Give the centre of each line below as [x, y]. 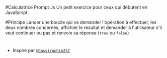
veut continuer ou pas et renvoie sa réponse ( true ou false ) [67, 33]
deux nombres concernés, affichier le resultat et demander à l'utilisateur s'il [83, 27]
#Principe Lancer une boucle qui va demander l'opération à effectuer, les [81, 22]
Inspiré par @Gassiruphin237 [41, 50]
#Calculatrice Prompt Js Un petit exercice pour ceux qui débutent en [76, 7]
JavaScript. [17, 12]
